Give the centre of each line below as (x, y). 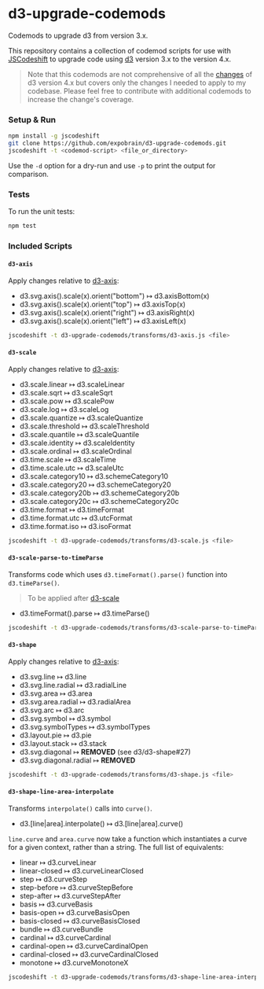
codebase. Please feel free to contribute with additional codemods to (139, 90)
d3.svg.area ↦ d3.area (56, 693)
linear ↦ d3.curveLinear (58, 862)
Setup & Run (32, 119)
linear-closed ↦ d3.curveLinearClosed (81, 871)
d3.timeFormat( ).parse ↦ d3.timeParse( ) (84, 613)
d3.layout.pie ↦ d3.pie (55, 735)
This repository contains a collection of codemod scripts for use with (120, 50)
